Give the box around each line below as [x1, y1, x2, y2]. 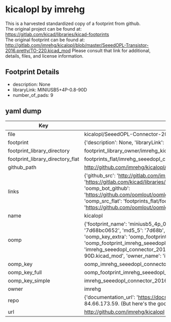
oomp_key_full [8, 269, 42, 276]
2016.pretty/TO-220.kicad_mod [5, 47, 71, 53]
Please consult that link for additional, [72, 47, 151, 53]
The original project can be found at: [5, 25, 82, 32]
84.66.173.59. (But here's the [83, 300, 156, 307]
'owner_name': [126, 252, 162, 259]
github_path [8, 164, 37, 171]
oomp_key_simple [8, 277, 50, 284]
